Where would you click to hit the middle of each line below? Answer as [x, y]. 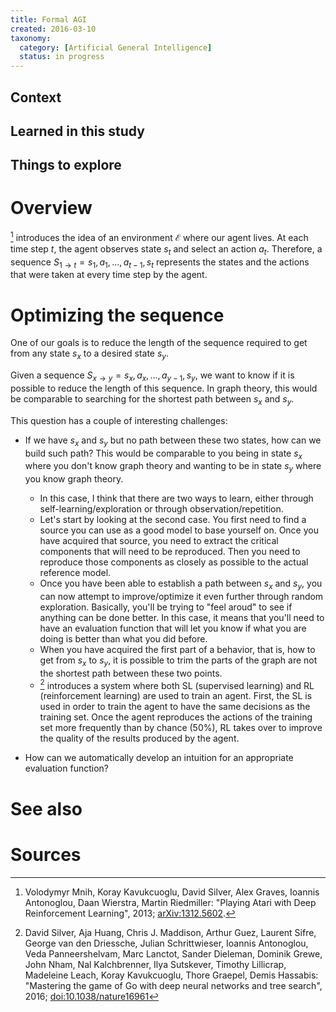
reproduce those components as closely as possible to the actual [174, 562]
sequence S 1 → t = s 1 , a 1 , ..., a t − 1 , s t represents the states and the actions [160, 263]
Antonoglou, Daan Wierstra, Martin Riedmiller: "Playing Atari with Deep [170, 902]
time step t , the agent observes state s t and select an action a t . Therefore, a [166, 249]
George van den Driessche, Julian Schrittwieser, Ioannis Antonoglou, [166, 943]
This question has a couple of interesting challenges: [119, 420]
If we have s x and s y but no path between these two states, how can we [173, 441]
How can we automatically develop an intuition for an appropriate [159, 758]
